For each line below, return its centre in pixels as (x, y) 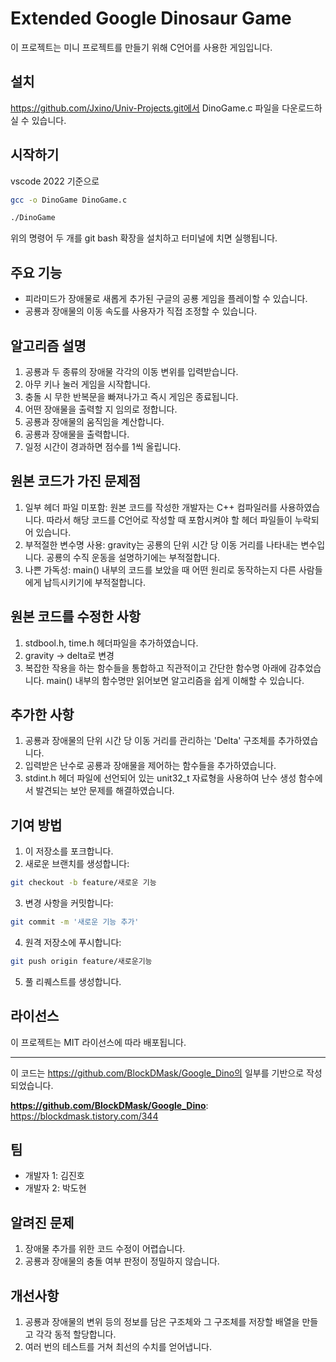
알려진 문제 (42, 1222)
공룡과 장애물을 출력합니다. (77, 434)
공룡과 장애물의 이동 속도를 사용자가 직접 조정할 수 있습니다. (141, 311)
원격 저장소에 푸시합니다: (73, 942)
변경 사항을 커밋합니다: (69, 903)
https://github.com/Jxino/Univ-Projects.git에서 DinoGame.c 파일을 (145, 108)
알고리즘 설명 (48, 345)
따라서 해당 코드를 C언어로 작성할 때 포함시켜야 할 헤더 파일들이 (169, 519)
